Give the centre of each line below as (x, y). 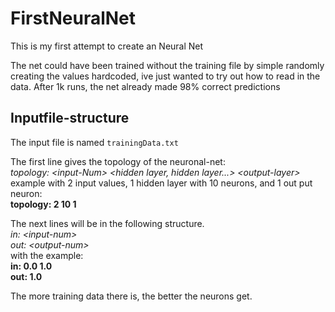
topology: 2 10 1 (43, 204)
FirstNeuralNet (73, 18)
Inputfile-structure (70, 118)
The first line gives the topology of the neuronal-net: (118, 161)
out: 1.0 (26, 276)
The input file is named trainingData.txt (94, 142)
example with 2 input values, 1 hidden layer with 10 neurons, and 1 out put (161, 183)
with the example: (47, 255)
